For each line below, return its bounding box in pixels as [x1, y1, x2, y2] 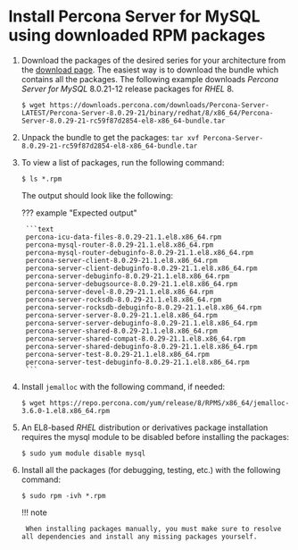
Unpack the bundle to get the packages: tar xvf [21, 131, 200, 142]
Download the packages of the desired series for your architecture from [21, 55, 286, 65]
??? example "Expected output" [21, 207, 137, 218]
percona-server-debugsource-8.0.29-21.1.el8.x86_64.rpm [25, 279, 238, 288]
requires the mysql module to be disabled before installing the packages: [21, 431, 290, 442]
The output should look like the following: [21, 190, 173, 200]
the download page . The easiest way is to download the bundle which [21, 64, 278, 75]
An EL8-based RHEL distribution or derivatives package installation [21, 422, 269, 433]
